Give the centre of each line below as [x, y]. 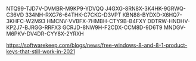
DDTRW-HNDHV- [169, 21]
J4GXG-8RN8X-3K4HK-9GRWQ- [145, 9]
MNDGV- [175, 27]
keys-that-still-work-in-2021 [41, 52]
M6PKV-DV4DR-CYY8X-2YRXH [45, 34]
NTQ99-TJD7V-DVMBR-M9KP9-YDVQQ [55, 9]
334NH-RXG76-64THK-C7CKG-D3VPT [73, 15]
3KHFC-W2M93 [26, 21]
